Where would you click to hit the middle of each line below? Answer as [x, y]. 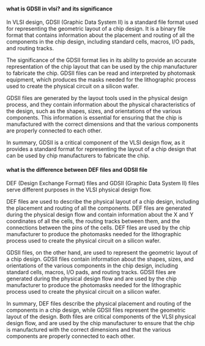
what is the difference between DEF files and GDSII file [77, 169]
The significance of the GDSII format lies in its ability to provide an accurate [102, 60]
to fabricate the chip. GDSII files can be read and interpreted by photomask [101, 73]
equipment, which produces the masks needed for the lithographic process [101, 80]
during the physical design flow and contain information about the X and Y [100, 215]
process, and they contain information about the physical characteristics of [101, 105]
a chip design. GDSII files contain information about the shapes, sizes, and [100, 259]
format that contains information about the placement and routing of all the [100, 35]
